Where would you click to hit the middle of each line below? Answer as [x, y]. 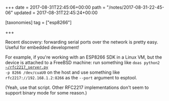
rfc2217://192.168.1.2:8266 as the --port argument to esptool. [71, 78]
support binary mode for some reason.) [46, 93]
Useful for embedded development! [42, 47]
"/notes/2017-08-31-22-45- [135, 7]
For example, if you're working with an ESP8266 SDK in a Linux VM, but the [84, 57]
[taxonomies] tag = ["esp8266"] [39, 22]
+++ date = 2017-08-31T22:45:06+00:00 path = [55, 7]
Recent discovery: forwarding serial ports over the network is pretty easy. [82, 42]
